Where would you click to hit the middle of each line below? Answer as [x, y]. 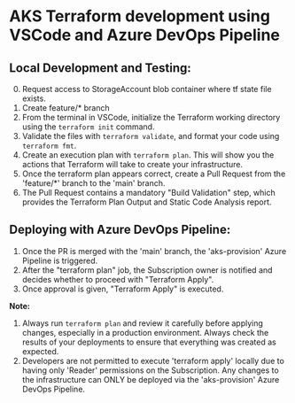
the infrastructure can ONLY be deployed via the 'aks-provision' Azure [151, 379]
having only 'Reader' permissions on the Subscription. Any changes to [150, 370]
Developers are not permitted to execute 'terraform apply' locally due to [153, 360]
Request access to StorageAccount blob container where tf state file [147, 89]
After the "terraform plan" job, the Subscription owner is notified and [147, 270]
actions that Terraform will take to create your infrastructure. [132, 164]
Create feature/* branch [66, 108]
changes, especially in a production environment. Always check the [145, 332]
